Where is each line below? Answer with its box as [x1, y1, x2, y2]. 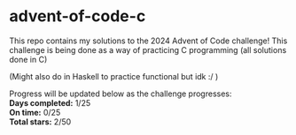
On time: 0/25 [9, 107, 61, 117]
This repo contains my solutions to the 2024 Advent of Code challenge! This [9, 35, 288, 46]
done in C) [9, 54, 48, 64]
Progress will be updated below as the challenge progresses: [9, 88, 232, 99]
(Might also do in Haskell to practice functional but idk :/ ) [9, 71, 219, 81]
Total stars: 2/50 [9, 116, 72, 127]
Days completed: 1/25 [9, 97, 91, 108]
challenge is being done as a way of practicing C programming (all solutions [9, 44, 287, 55]
